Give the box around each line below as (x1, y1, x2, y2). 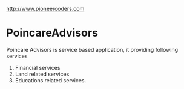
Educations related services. (15, 76, 87, 84)
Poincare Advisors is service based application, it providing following (6, 46, 179, 53)
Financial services (15, 64, 61, 71)
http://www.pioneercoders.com (6, 5, 85, 12)
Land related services (15, 70, 70, 78)
